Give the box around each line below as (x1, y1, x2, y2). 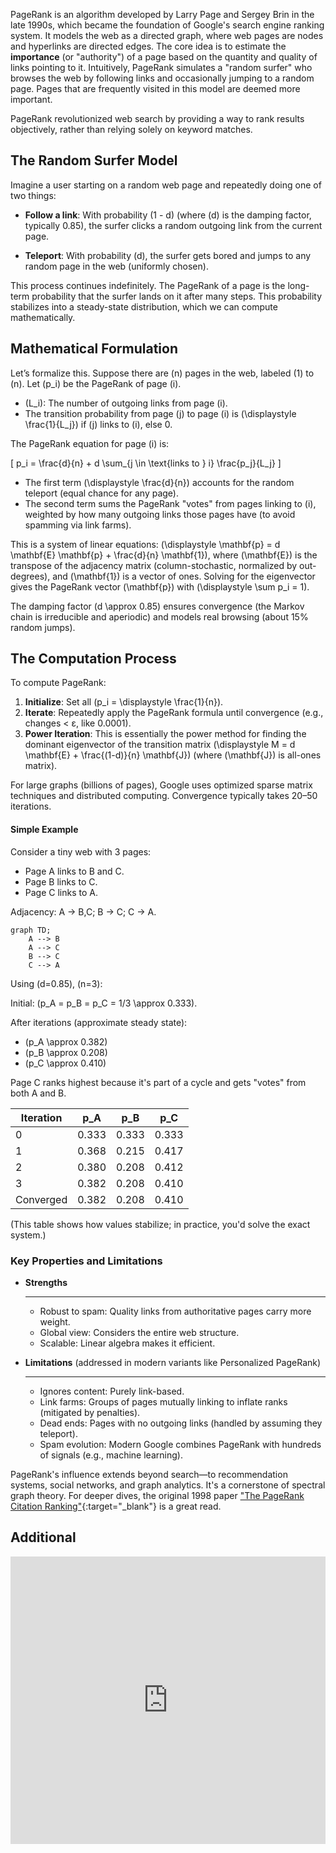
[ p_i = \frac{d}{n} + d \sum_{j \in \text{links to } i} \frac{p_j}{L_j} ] (10, 457, 282, 469)
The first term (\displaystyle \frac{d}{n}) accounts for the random (24, 476, 295, 488)
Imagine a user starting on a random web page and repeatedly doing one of (10, 179, 322, 191)
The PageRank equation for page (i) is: (10, 437, 170, 449)
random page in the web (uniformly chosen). (24, 260, 209, 272)
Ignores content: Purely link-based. (39, 1385, 185, 1397)
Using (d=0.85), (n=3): (10, 977, 103, 989)
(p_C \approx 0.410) (24, 1057, 107, 1069)
